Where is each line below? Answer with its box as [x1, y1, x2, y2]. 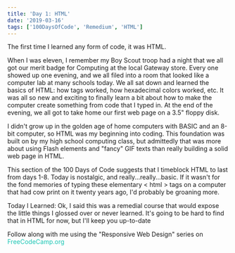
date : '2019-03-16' [7, 17, 65, 24]
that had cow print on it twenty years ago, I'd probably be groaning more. [7, 188, 220, 197]
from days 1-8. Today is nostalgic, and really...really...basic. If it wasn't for [7, 173, 220, 181]
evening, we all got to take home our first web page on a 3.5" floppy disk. [7, 108, 220, 117]
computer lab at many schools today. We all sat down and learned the [7, 79, 210, 87]
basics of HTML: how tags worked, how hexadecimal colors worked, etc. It [7, 86, 224, 95]
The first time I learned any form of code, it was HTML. [7, 43, 167, 51]
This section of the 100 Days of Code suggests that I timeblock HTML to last [7, 166, 229, 174]
